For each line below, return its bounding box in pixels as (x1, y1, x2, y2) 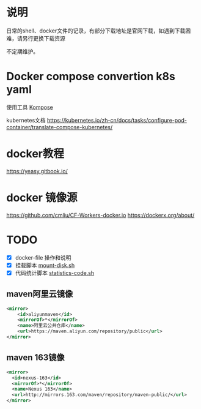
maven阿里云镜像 (6, 289, 73, 299)
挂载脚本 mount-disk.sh (15, 261, 75, 269)
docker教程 (6, 147, 64, 161)
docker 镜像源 (6, 191, 78, 204)
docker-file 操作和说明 (15, 253, 71, 261)
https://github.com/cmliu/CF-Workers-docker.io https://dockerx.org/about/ (6, 211, 195, 219)
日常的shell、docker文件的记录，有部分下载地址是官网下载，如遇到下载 (6, 27, 186, 34)
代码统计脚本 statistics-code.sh (15, 269, 95, 276)
